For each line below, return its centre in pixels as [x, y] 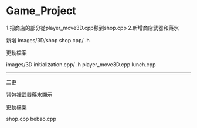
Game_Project [41, 11]
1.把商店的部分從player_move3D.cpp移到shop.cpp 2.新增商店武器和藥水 [93, 28]
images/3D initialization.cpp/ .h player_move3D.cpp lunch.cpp [81, 64]
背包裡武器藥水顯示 [29, 95]
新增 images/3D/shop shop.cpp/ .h [48, 40]
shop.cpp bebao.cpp [31, 119]
